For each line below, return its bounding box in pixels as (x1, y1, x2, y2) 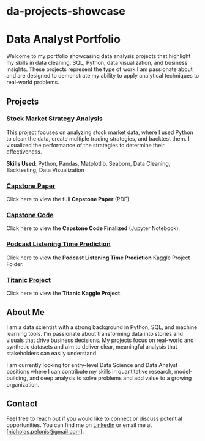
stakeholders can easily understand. (6, 349, 98, 357)
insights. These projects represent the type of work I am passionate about (6, 65, 193, 73)
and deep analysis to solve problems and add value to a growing (29, 374, 192, 382)
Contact (6, 399, 38, 409)
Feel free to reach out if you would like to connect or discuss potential (6, 415, 182, 422)
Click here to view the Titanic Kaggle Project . (6, 289, 122, 297)
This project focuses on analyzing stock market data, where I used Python (6, 128, 194, 136)
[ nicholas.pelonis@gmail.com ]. (6, 428, 84, 435)
